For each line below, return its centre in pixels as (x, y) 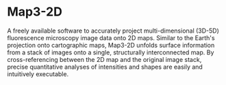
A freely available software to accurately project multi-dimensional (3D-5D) (113, 31)
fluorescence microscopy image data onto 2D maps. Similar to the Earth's (111, 37)
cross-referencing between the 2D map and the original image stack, (104, 59)
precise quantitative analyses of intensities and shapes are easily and (105, 67)
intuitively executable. (38, 74)
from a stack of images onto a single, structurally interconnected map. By (111, 52)
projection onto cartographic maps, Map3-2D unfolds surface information (111, 45)
